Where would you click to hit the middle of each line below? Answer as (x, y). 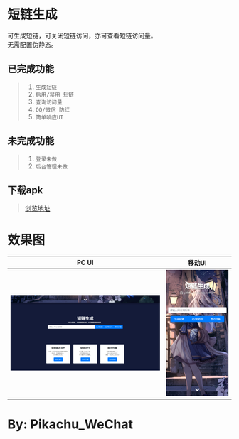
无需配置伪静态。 (32, 44)
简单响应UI (49, 117)
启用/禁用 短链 (55, 94)
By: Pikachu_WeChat (70, 424)
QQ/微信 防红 (52, 110)
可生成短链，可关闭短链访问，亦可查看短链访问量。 (82, 36)
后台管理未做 (51, 167)
